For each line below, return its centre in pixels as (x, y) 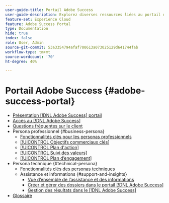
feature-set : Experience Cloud (38, 19)
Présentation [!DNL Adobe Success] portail (57, 115)
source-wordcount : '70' (30, 57)
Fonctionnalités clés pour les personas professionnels (76, 137)
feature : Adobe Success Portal (38, 24)
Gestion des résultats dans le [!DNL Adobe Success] (82, 190)
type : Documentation (27, 29)
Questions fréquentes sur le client (48, 126)
